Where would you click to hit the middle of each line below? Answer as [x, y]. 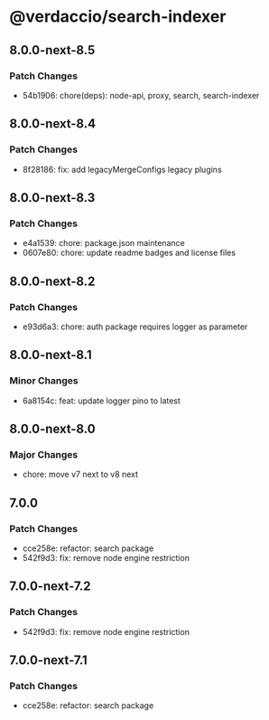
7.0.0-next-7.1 [48, 661]
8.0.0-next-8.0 [53, 429]
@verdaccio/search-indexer [118, 17]
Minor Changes [44, 381]
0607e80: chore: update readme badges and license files [129, 253]
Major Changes [44, 454]
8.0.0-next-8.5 [52, 50]
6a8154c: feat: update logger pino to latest [101, 401]
